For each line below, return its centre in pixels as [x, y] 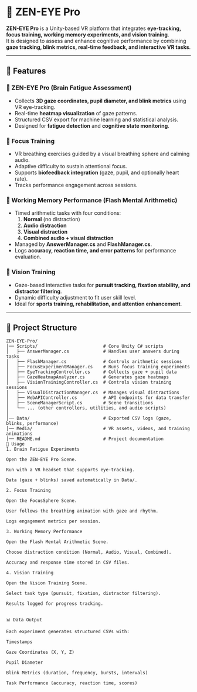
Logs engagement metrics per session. [53, 521]
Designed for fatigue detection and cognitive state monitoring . [92, 125]
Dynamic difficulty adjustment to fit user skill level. [75, 297]
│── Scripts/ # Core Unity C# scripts [85, 347]
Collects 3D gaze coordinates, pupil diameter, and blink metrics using [100, 101]
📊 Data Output [24, 620]
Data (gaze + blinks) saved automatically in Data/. [72, 480]
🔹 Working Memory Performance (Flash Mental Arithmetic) [92, 200]
